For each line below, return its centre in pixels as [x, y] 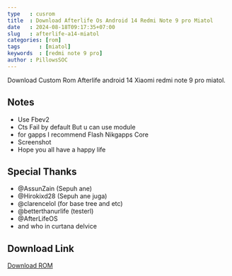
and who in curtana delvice [57, 226]
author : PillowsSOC [38, 60]
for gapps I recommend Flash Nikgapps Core [83, 134]
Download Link [41, 248]
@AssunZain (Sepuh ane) [55, 189]
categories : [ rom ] [34, 40]
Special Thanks [42, 172]
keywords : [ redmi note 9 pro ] [55, 54]
